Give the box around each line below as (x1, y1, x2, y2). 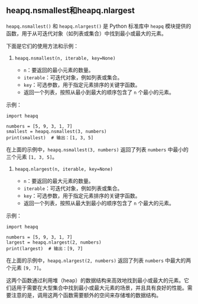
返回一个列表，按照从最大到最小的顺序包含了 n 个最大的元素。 (23, 199, 174, 206)
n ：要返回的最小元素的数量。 (23, 66, 94, 73)
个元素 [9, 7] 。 (6, 264, 44, 271)
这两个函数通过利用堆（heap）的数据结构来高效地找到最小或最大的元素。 (6, 277, 184, 284)
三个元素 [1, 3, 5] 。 (6, 153, 58, 160)
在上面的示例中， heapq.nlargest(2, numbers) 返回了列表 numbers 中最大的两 (6, 257, 191, 264)
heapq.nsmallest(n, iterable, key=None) (14, 55, 116, 61)
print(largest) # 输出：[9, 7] (6, 245, 83, 251)
